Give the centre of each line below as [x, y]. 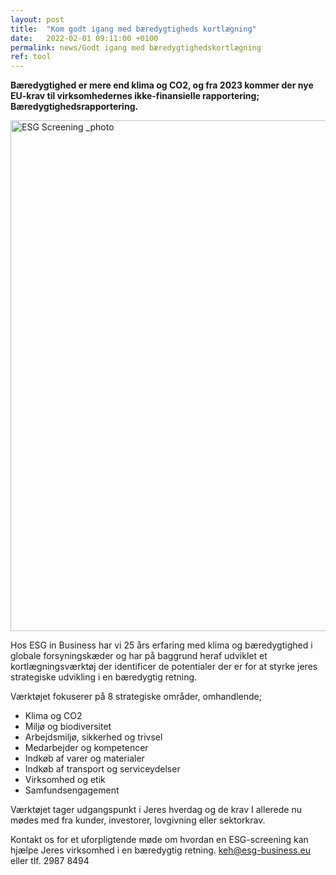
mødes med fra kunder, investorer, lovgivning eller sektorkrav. [138, 820]
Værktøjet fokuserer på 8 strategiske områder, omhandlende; [136, 697]
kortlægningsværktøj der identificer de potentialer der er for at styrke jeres [164, 667]
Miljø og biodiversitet [68, 727]
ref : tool [31, 57]
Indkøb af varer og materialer [84, 758]
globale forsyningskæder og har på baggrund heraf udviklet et [139, 656]
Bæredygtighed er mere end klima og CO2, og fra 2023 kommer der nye [162, 85]
